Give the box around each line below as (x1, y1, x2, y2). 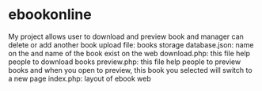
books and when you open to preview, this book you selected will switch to (8, 65, 253, 74)
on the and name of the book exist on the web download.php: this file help (8, 48, 251, 58)
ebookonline (8, 6, 93, 24)
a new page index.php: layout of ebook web (8, 74, 152, 83)
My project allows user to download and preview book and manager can (8, 32, 244, 41)
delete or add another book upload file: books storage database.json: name (8, 40, 254, 49)
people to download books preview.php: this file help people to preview (8, 57, 241, 66)
